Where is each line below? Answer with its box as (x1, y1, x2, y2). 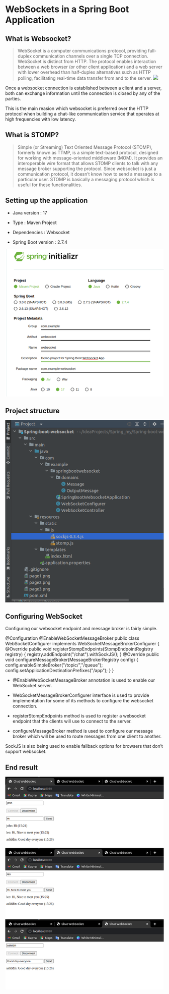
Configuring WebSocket (5, 612, 83, 621)
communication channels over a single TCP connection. (33, 53, 148, 59)
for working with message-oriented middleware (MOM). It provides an (17, 155, 163, 161)
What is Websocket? (5, 34, 71, 43)
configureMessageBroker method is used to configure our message (12, 728, 153, 734)
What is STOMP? (5, 131, 59, 139)
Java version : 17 (12, 209, 48, 215)
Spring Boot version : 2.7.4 (12, 239, 68, 245)
